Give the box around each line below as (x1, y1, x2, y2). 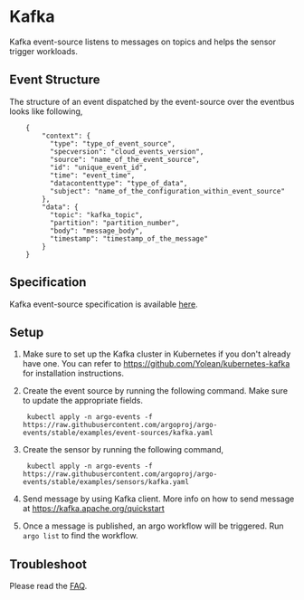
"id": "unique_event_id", (49, 163, 147, 172)
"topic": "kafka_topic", (49, 210, 144, 219)
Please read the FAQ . (9, 581, 88, 592)
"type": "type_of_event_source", (49, 138, 176, 148)
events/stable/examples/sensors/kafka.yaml (22, 478, 190, 487)
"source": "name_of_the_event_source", (49, 155, 201, 164)
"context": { (42, 131, 91, 140)
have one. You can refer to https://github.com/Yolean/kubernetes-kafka (22, 358, 290, 369)
